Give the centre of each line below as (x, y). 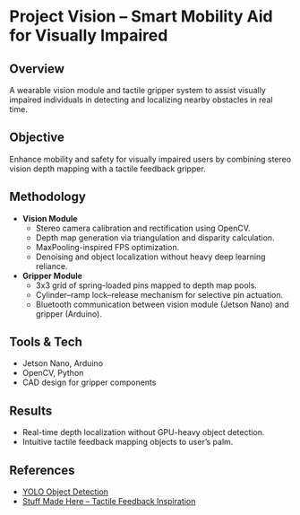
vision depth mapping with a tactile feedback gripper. (107, 169)
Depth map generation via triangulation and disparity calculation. (155, 237)
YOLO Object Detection (65, 492)
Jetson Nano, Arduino (63, 363)
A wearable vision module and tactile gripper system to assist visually (137, 90)
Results (31, 410)
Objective (37, 138)
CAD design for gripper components (89, 382)
